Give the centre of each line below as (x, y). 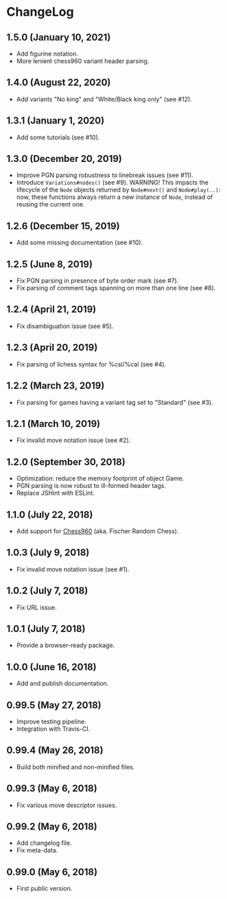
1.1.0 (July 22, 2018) (50, 514)
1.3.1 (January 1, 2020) (56, 121)
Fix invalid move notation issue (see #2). (73, 441)
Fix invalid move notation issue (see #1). (73, 569)
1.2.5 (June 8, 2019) (50, 264)
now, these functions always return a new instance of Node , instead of (115, 197)
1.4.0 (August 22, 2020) (59, 83)
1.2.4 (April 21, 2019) (51, 310)
